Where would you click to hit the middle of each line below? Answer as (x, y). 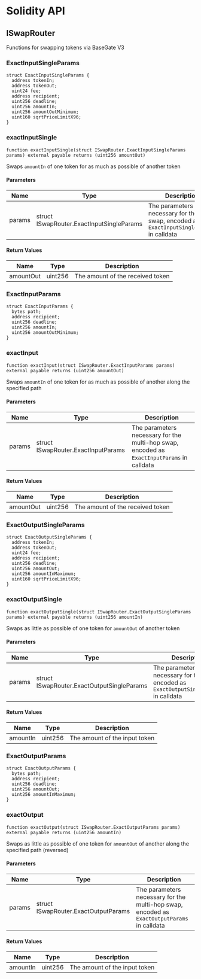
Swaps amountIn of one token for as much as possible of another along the (98, 382)
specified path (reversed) (37, 850)
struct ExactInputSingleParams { (48, 75)
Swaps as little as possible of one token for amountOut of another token (93, 628)
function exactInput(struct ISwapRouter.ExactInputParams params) (91, 365)
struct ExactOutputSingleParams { (49, 537)
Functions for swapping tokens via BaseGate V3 (65, 47)
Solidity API (36, 11)
